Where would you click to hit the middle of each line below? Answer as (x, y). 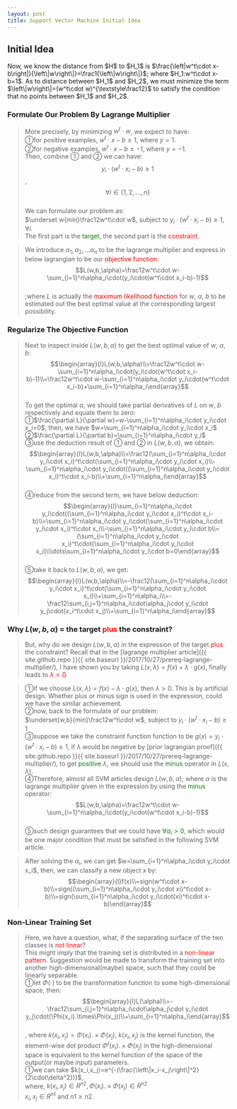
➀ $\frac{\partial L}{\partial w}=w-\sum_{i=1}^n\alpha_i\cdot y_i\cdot (126, 420)
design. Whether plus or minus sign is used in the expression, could (123, 695)
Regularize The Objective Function (68, 330)
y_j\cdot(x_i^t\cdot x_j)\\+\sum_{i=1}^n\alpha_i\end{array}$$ (128, 610)
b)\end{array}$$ (128, 904)
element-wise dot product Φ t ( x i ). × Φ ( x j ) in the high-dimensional (118, 1046)
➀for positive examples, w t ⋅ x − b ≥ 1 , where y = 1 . (100, 139)
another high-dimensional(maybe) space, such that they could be (120, 968)
